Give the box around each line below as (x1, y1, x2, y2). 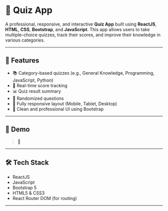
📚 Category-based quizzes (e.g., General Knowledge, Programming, (12, 70, 155, 76)
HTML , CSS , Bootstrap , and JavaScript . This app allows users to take (5, 26, 150, 32)
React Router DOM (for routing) (12, 195, 77, 201)
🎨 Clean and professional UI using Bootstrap (12, 106, 104, 112)
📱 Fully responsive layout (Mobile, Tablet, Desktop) (12, 100, 117, 107)
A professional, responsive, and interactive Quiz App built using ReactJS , (5, 21, 157, 27)
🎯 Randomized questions (12, 95, 64, 101)
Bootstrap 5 (12, 185, 37, 191)
